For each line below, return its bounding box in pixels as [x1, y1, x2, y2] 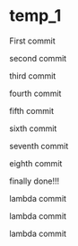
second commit [9, 52, 67, 63]
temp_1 [9, 5, 62, 26]
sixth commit [9, 123, 57, 134]
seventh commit [9, 140, 69, 151]
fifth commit [9, 105, 54, 116]
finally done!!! [9, 175, 60, 186]
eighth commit [9, 157, 63, 168]
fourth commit [9, 88, 62, 99]
